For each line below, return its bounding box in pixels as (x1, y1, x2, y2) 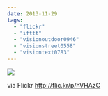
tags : (7, 17, 23, 24)
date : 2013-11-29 (7, 10, 58, 17)
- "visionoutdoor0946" (13, 36, 79, 43)
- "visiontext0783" (13, 49, 70, 56)
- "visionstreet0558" (13, 42, 77, 49)
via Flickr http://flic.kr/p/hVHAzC (7, 81, 101, 89)
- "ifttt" (13, 29, 42, 37)
